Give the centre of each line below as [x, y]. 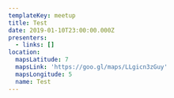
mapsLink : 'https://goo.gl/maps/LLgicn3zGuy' [92, 67]
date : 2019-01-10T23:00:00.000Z [61, 30]
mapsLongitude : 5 [44, 74]
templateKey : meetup [42, 15]
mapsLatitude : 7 [42, 60]
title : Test [28, 23]
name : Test [33, 81]
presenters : [28, 38]
